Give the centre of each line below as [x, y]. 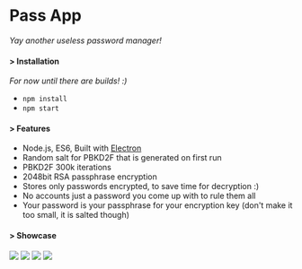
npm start [41, 108]
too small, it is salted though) [76, 215]
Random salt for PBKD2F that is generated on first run [122, 158]
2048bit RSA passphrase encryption [89, 177]
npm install [44, 100]
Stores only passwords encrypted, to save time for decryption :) [141, 187]
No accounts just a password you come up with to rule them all [139, 196]
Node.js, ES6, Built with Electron [82, 148]
